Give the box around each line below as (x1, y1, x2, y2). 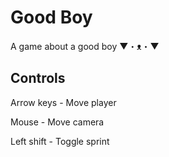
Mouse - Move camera (10, 116, 105, 128)
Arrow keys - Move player (10, 96, 117, 108)
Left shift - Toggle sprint (10, 135, 110, 147)
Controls (10, 70, 66, 87)
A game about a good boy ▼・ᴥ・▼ (10, 40, 160, 52)
